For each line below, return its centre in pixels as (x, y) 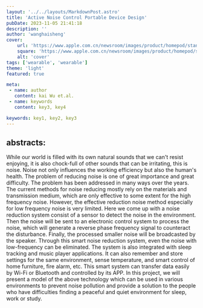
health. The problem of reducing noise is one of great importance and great (100, 177)
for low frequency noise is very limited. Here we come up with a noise (93, 209)
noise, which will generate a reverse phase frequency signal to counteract (98, 228)
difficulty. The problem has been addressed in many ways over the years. (98, 183)
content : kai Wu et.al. (44, 96)
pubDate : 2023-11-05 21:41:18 (44, 23)
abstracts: (26, 143)
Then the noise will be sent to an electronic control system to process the (98, 221)
